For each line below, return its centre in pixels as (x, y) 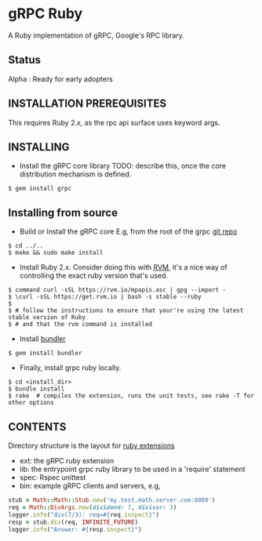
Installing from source (63, 212)
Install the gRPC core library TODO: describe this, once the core (123, 166)
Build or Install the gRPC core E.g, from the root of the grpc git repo (128, 231)
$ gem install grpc (40, 189)
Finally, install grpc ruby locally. (70, 368)
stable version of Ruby (47, 318)
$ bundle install (36, 389)
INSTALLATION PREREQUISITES (87, 104)
